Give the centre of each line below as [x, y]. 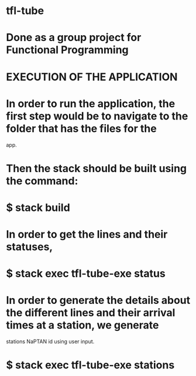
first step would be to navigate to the [97, 116]
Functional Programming [67, 50]
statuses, [30, 247]
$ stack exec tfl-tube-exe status [86, 274]
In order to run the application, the [91, 103]
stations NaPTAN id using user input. [50, 341]
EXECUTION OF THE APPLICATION [92, 77]
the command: [42, 181]
